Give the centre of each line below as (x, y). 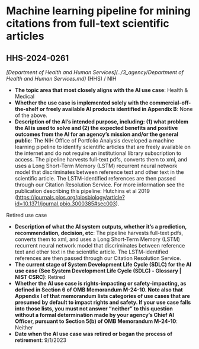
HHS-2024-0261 (38, 58)
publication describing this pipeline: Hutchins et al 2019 (82, 191)
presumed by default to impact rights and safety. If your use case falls (103, 302)
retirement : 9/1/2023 (41, 340)
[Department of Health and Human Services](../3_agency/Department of (95, 72)
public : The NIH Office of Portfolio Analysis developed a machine (94, 140)
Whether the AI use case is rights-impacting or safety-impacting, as (100, 283)
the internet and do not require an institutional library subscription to (98, 153)
